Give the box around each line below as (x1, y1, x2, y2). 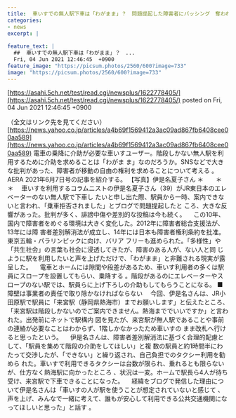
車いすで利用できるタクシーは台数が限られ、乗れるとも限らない (39, 359, 225, 368)
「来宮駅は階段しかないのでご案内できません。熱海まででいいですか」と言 (7, 306, 223, 315)
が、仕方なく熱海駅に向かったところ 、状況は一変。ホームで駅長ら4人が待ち (7, 368, 228, 376)
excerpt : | (7, 29, 39, 37)
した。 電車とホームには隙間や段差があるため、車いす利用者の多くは (13, 262, 218, 271)
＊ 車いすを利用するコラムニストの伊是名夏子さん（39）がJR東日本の (7, 184, 215, 192)
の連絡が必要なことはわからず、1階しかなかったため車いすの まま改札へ (7, 324, 214, 332)
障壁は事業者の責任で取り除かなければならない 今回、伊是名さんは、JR (7, 289, 220, 297)
